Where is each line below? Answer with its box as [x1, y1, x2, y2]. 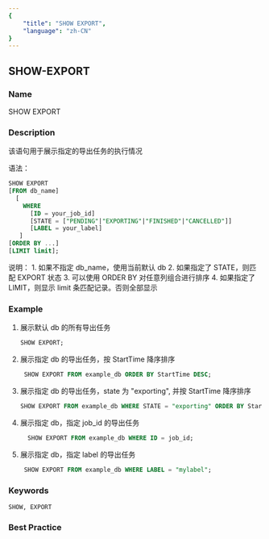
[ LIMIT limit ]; [8, 247, 60, 255]
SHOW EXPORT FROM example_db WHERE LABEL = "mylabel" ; [23, 466, 212, 474]
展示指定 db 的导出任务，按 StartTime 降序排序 [19, 354, 176, 364]
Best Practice [8, 521, 62, 533]
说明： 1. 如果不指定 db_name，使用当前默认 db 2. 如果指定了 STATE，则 [8, 262, 250, 272]
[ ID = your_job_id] [29, 209, 95, 218]
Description [8, 127, 56, 138]
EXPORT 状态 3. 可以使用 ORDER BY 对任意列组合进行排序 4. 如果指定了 [17, 272, 255, 282]
